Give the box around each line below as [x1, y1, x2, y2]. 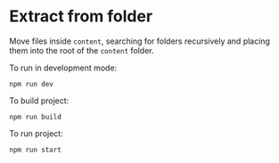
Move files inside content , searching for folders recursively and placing [9, 36, 270, 46]
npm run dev [9, 79, 53, 88]
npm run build [9, 112, 62, 121]
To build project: [9, 95, 70, 106]
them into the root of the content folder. [9, 45, 154, 55]
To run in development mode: [9, 62, 118, 73]
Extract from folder [9, 6, 153, 27]
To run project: [9, 127, 64, 139]
